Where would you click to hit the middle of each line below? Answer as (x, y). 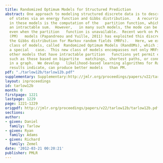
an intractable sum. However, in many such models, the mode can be (83, 27)
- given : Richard (23, 140)
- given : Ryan (19, 131)
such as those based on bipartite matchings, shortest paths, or (79, 59)
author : (13, 117)
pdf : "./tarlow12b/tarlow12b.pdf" (40, 72)
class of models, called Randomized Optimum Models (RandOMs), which (82, 45)
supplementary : (20, 77)
